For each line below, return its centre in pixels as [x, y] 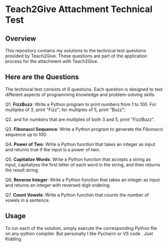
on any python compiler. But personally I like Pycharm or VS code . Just [79, 233]
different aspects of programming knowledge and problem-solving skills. [80, 95]
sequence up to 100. [26, 134]
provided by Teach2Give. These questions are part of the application [76, 56]
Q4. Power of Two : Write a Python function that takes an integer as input [80, 144]
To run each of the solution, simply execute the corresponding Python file [81, 228]
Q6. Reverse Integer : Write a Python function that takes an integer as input [82, 180]
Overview [21, 38]
